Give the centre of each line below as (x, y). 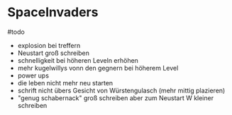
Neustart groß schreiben (54, 53)
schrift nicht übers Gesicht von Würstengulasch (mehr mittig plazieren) (121, 90)
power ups (33, 75)
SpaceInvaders (53, 12)
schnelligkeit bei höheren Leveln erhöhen (78, 60)
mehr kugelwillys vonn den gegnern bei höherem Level (98, 68)
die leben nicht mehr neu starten (65, 83)
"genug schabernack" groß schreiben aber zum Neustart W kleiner (116, 98)
